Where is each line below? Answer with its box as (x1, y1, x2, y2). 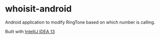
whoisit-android (5, 3, 72, 14)
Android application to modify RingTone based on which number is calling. (5, 19, 156, 25)
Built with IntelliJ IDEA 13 (5, 28, 55, 34)
